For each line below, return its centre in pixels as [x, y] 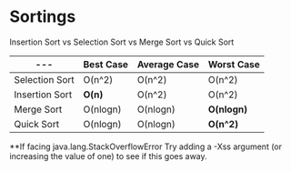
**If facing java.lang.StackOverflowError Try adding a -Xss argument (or [146, 146]
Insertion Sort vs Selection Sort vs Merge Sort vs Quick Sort [122, 42]
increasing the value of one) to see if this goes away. [108, 156]
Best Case [106, 64]
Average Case [168, 64]
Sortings [43, 17]
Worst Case [234, 64]
